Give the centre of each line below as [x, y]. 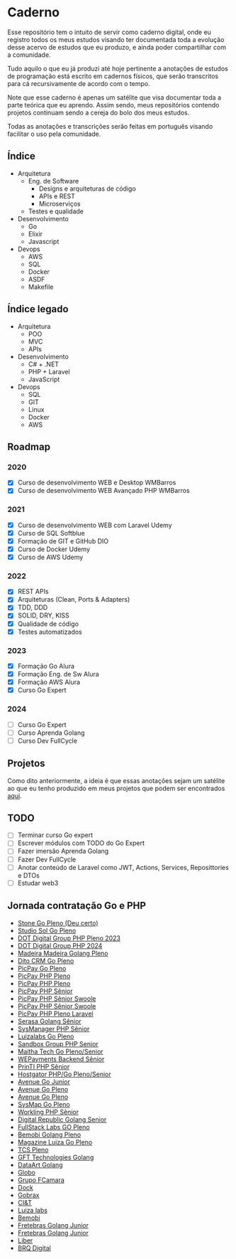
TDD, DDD [33, 607]
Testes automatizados [50, 632]
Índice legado [38, 309]
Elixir [35, 234]
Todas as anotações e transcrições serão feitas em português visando [110, 126]
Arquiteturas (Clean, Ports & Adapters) [74, 600]
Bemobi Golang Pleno [49, 1135]
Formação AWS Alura [49, 682]
